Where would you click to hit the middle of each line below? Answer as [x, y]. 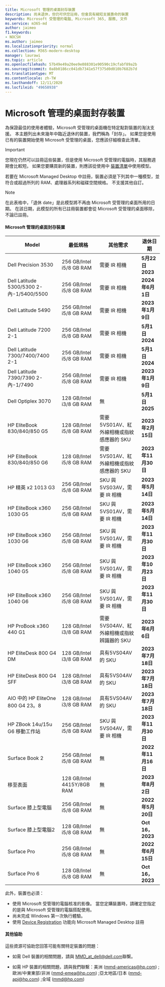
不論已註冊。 [18, 215]
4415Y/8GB [76, 784]
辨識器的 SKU [115, 640]
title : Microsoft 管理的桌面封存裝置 [40, 10]
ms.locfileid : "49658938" [31, 87]
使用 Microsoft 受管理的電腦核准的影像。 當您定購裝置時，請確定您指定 [84, 903]
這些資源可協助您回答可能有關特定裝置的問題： [52, 946]
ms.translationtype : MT [29, 74]
